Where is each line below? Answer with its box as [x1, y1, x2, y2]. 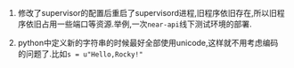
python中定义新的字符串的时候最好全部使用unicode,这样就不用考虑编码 [17, 38, 279, 48]
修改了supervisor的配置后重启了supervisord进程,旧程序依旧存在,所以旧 [17, 8, 278, 18]
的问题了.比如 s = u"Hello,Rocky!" [17, 49, 143, 59]
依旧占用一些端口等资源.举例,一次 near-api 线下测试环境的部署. [25, 19, 252, 29]
